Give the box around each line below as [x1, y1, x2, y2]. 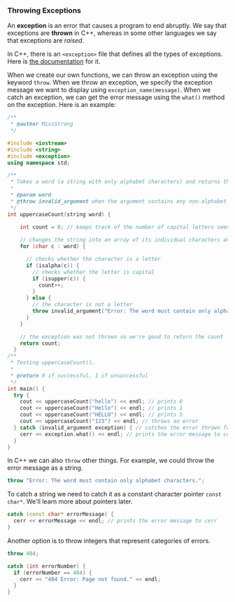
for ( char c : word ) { [20, 243, 86, 250]
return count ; [20, 340, 61, 347]
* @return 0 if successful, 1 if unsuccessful [10, 372, 149, 379]
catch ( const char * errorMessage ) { [7, 511, 114, 518]
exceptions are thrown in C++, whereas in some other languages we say [7, 29, 217, 37]
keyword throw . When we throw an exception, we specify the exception [7, 78, 213, 87]
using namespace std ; [7, 159, 71, 166]
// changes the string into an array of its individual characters [20, 236, 220, 243]
